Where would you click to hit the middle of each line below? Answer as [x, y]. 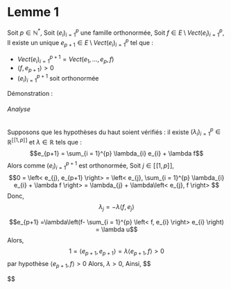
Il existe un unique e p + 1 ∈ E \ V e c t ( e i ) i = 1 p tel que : [80, 43]
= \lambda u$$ [117, 229]
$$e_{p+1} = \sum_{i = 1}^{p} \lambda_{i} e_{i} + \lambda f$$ [117, 153]
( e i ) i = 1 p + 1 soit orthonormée [58, 79]
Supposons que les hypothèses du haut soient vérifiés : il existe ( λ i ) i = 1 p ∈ [114, 132]
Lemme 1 [33, 12]
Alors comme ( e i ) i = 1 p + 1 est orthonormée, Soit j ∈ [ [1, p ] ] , [91, 165]
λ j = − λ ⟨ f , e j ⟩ [117, 208]
